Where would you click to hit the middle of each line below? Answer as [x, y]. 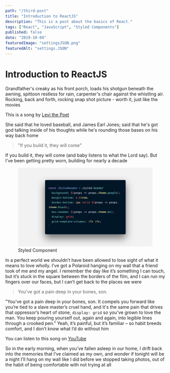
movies [13, 105]
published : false [24, 32]
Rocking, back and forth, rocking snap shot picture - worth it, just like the [82, 99]
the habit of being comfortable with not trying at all [58, 364]
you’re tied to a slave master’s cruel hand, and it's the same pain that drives [84, 307]
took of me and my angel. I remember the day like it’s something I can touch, [85, 271]
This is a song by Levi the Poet [37, 114]
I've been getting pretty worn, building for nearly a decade [66, 160]
